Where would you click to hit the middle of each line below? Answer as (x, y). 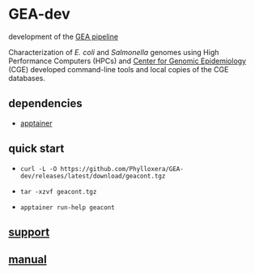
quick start (36, 149)
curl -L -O (38, 169)
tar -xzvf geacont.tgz (58, 191)
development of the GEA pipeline (64, 36)
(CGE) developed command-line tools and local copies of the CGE (119, 69)
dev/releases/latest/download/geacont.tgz (93, 176)
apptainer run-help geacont (67, 208)
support (29, 232)
